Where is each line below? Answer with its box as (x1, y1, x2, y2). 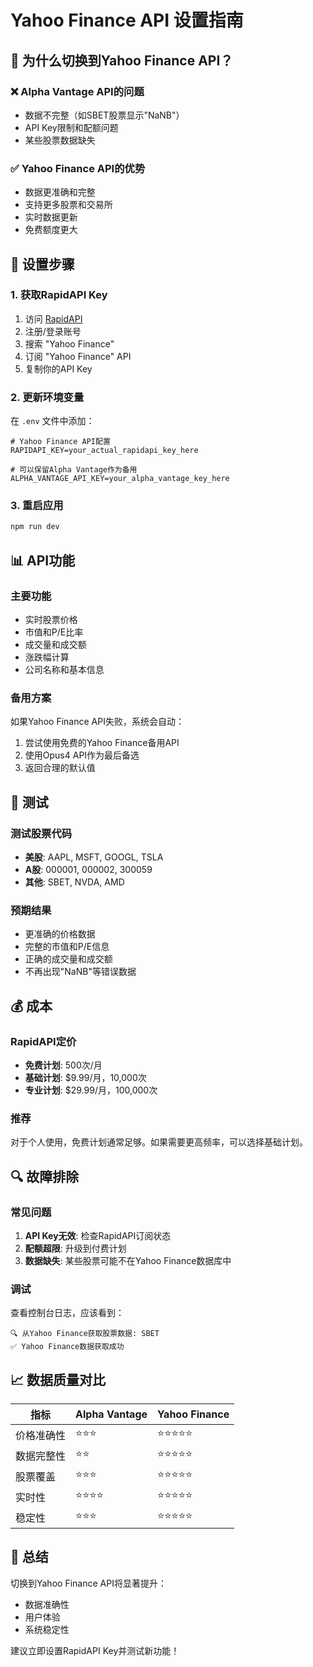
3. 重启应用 (10, 499, 64, 513)
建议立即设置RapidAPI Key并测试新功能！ (10, 1644, 180, 1656)
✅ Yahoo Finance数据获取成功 (10, 1342, 125, 1352)
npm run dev (10, 522, 60, 532)
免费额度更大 (24, 224, 78, 236)
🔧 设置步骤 (10, 256, 75, 273)
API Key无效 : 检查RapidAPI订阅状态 (24, 1229, 172, 1241)
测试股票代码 (10, 826, 73, 840)
